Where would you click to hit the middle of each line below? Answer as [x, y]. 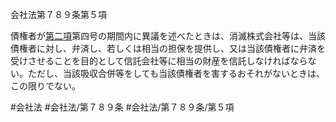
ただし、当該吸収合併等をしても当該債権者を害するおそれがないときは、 [176, 73]
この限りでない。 [45, 86]
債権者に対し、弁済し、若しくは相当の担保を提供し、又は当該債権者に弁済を [168, 48]
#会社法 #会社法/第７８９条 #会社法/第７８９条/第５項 [122, 107]
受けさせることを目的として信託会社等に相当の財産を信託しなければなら [159, 61]
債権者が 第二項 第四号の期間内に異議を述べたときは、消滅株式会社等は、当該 [168, 36]
